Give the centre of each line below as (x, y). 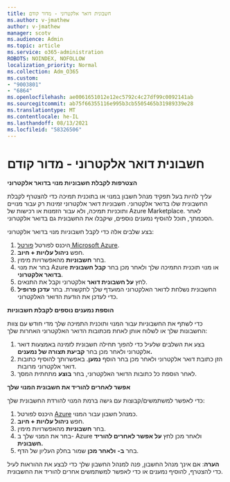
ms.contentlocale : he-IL (43, 116)
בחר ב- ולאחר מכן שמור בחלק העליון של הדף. (78, 451)
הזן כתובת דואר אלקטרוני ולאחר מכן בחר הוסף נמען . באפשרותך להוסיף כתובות (120, 359)
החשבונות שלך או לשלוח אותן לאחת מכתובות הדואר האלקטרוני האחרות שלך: (107, 331)
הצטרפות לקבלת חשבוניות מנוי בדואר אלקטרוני (72, 183)
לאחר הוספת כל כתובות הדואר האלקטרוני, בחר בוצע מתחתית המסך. (107, 374)
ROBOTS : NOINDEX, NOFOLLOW (46, 59)
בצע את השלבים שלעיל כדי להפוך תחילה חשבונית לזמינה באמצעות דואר (111, 344)
